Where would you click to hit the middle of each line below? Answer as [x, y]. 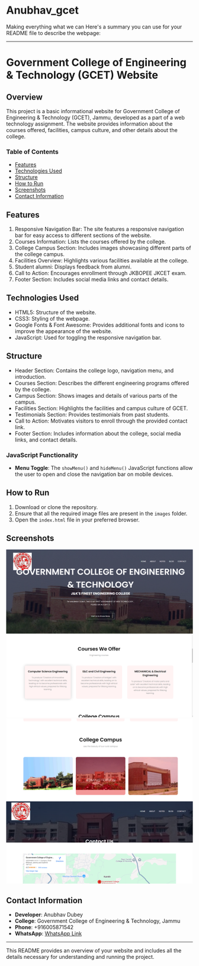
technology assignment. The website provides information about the [89, 124]
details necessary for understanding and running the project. [80, 957]
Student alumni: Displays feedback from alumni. [73, 267]
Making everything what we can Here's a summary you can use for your [94, 27]
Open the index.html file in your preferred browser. [77, 520]
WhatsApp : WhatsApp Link [48, 933]
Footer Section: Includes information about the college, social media [98, 433]
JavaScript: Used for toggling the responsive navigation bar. [88, 337]
